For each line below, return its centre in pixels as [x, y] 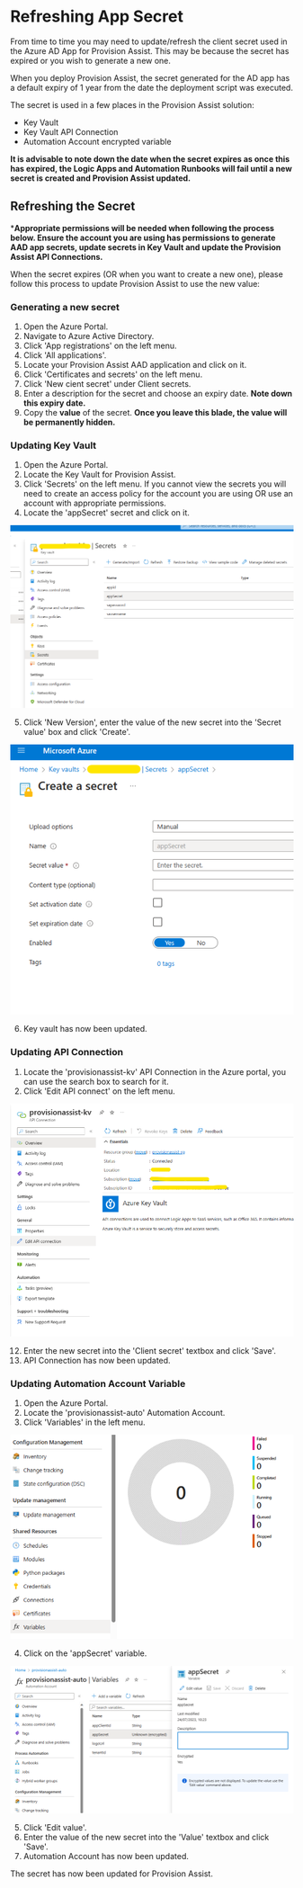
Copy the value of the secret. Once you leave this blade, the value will [155, 413]
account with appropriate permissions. [95, 503]
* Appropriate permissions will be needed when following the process [143, 228]
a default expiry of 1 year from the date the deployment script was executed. [151, 87]
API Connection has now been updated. [97, 1361]
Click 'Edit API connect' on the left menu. [99, 1091]
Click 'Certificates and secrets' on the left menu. [113, 374]
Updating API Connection [67, 1052]
